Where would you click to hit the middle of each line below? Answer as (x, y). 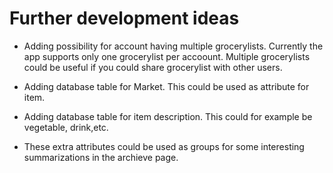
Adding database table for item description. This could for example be (168, 116)
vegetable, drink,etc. (66, 127)
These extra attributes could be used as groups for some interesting (164, 146)
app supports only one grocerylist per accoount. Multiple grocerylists (167, 56)
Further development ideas (124, 18)
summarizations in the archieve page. (101, 157)
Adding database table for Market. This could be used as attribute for (166, 86)
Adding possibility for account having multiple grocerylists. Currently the (173, 46)
